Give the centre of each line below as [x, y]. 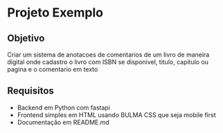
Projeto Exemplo [55, 13]
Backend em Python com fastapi [64, 108]
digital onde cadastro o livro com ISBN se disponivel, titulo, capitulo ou [108, 62]
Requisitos [30, 91]
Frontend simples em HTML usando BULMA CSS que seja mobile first [116, 114]
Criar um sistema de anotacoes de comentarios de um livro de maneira [108, 54]
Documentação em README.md [63, 122]
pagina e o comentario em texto [53, 69]
